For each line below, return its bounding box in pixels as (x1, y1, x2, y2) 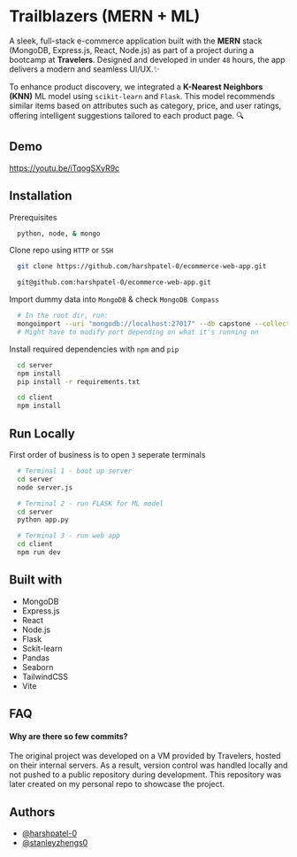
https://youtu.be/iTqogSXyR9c (9, 162, 120, 174)
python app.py (17, 515, 69, 524)
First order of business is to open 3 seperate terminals (9, 450, 206, 459)
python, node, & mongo (17, 228, 101, 238)
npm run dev (17, 548, 62, 557)
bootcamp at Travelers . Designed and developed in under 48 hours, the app (9, 54, 286, 65)
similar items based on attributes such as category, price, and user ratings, (9, 100, 282, 111)
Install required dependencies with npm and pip (9, 344, 179, 354)
